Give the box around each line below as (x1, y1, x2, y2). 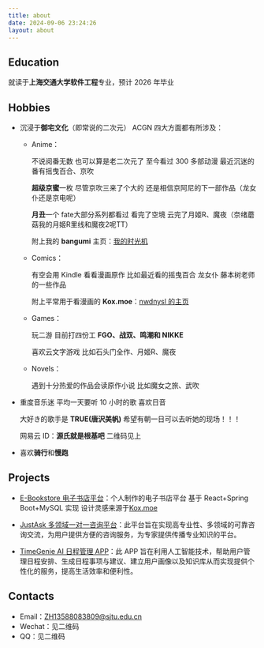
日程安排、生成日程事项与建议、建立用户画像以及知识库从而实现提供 (26, 556, 248, 566)
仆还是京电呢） (31, 193, 80, 202)
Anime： (31, 140, 60, 149)
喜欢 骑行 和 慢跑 (19, 448, 69, 457)
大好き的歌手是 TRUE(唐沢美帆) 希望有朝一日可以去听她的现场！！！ (19, 414, 241, 424)
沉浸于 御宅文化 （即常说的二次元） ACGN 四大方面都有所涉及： (19, 123, 224, 132)
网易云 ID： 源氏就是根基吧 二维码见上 (19, 431, 142, 440)
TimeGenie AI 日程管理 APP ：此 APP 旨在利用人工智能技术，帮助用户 (19, 546, 244, 556)
